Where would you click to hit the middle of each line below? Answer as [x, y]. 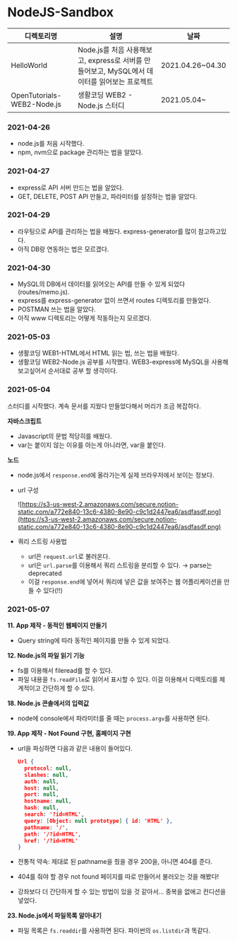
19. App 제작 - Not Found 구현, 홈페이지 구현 [69, 734]
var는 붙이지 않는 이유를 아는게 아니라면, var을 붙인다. [91, 445]
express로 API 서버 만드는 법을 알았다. [71, 187]
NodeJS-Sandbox [61, 12]
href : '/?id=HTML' [51, 841]
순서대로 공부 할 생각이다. [83, 371]
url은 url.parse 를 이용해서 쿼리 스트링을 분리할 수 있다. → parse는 [120, 565]
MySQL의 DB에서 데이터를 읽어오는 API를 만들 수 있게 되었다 [101, 284]
